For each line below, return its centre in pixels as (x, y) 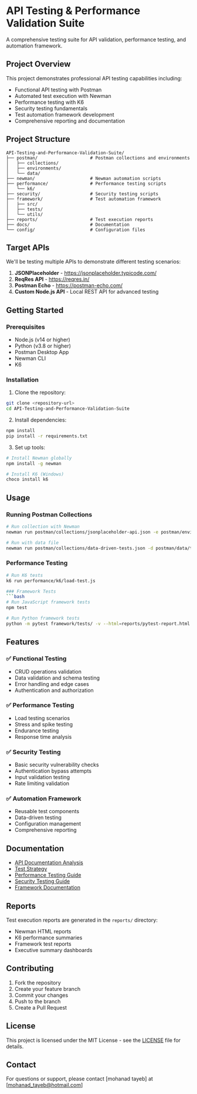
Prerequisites (26, 327)
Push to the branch (38, 1001)
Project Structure (38, 139)
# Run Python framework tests (43, 619)
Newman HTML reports (43, 932)
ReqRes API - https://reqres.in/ (52, 279)
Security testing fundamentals (51, 108)
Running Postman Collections (49, 514)
